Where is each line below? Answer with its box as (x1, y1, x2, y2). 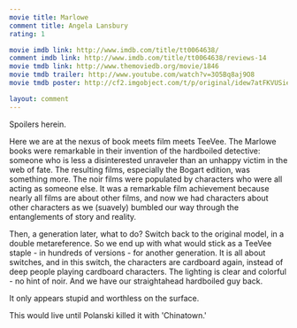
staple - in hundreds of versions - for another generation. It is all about (9, 247, 266, 258)
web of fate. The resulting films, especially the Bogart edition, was (9, 164, 250, 175)
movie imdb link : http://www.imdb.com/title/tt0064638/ (9, 45, 219, 54)
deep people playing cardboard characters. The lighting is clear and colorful (9, 266, 287, 277)
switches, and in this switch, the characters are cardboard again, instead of (9, 256, 284, 267)
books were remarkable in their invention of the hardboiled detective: (9, 145, 261, 156)
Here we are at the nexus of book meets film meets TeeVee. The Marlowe (9, 136, 277, 146)
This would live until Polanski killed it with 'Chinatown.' (9, 309, 208, 320)
